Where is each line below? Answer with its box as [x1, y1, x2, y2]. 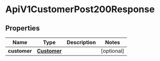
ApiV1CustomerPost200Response [5, 4, 155, 15]
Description [66, 39, 96, 46]
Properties [5, 24, 40, 33]
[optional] [101, 47, 125, 54]
